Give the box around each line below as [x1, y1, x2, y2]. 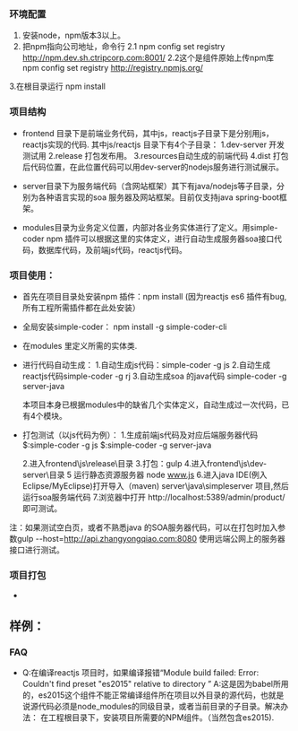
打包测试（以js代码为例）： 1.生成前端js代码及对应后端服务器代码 [21, 429, 259, 440]
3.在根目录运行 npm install [9, 81, 106, 91]
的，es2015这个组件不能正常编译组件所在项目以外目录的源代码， [21, 689, 261, 701]
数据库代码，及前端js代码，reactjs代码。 [38, 244, 188, 255]
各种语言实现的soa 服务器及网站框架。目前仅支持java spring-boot [38, 191, 280, 203]
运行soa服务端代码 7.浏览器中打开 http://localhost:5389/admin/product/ [21, 492, 285, 502]
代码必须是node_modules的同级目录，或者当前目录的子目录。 [38, 701, 266, 711]
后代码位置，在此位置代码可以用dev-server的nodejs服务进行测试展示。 [21, 161, 285, 172]
